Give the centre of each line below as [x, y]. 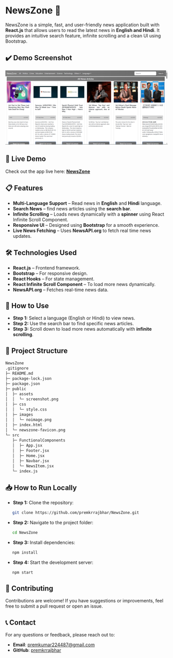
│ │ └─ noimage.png [29, 420]
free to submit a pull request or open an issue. [54, 606]
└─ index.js [25, 471]
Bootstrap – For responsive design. [50, 273]
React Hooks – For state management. [54, 279]
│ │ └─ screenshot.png [32, 399]
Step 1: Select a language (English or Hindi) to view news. [74, 318]
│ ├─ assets [19, 394]
